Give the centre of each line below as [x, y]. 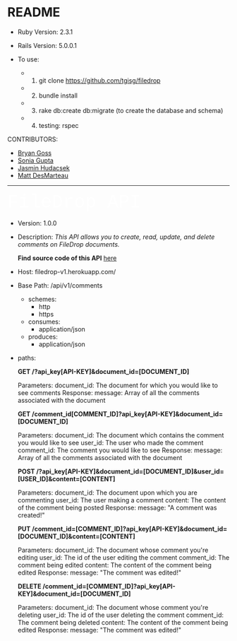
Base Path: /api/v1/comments [60, 285]
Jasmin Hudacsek [44, 167]
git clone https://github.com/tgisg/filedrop [99, 80]
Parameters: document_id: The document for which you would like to [118, 385]
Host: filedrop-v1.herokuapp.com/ [67, 271]
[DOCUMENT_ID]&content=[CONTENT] [76, 536]
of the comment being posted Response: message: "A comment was [117, 507]
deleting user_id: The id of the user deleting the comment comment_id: [121, 615]
